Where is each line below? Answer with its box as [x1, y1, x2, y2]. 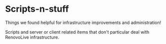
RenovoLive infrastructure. [5, 34, 59, 40]
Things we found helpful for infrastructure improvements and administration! [5, 20, 162, 25]
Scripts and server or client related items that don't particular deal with [5, 29, 150, 35]
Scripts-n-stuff [5, 3, 69, 15]
